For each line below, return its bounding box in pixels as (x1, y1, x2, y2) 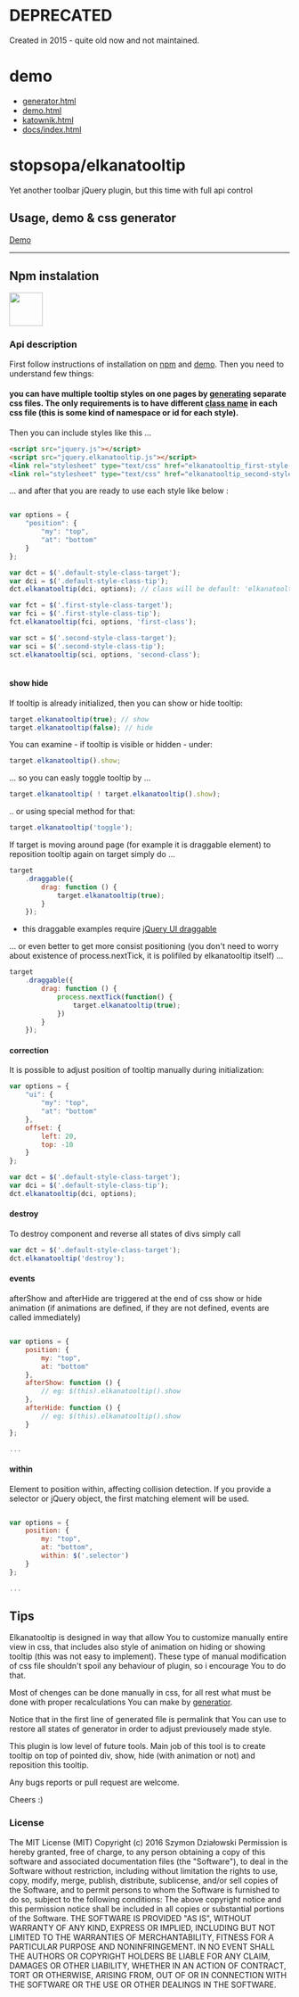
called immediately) (9, 1312, 82, 1323)
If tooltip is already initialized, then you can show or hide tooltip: (9, 697, 243, 708)
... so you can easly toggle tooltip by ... (9, 772, 151, 783)
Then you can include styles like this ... (9, 427, 152, 438)
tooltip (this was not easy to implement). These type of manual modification (9, 1651, 287, 1662)
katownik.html (21, 114, 74, 125)
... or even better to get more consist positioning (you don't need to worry (9, 941, 279, 952)
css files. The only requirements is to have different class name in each (9, 398, 278, 408)
